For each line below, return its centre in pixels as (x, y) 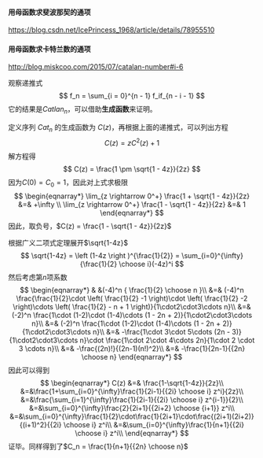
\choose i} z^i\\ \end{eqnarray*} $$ (132, 434)
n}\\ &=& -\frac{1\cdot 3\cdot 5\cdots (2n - (161, 332)
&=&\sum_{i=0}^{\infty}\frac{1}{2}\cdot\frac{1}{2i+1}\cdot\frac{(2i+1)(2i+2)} (132, 416)
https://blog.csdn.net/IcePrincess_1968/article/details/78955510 (111, 30)
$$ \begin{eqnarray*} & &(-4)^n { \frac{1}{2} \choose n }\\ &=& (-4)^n (132, 290)
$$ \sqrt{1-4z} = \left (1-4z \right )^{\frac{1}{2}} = (100, 256)
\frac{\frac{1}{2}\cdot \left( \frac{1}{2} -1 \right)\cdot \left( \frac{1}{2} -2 (132, 298)
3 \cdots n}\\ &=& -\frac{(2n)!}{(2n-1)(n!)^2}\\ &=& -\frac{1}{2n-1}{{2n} (132, 349)
